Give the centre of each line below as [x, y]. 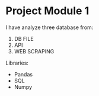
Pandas [23, 74]
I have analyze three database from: [49, 27]
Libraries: [17, 63]
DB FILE [24, 39]
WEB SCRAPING [34, 51]
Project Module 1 [47, 11]
